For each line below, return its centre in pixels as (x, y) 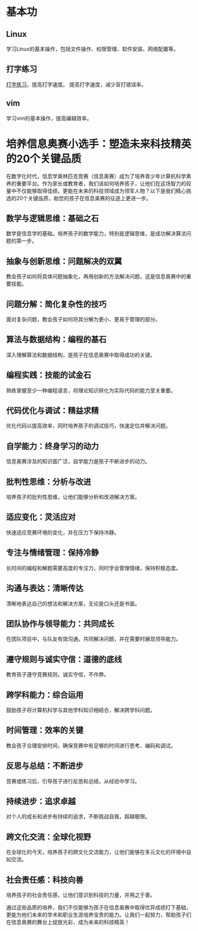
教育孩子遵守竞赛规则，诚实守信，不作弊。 (58, 674)
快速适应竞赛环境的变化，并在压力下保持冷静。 (63, 532)
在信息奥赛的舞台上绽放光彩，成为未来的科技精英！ (68, 922)
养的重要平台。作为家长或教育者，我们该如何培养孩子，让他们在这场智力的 (96, 183)
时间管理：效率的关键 (45, 731)
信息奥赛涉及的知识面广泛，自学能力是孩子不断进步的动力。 (78, 461)
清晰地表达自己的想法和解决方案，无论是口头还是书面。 (73, 603)
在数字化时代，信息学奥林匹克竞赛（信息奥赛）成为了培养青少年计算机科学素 (99, 176)
